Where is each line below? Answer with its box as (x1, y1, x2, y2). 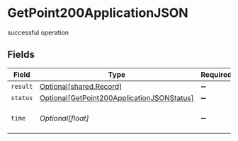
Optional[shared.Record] (40, 81, 123, 91)
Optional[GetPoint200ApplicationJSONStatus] (40, 93, 194, 103)
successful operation (7, 28, 69, 37)
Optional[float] (40, 113, 90, 123)
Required (200, 69, 232, 79)
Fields (7, 49, 35, 61)
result (11, 82, 33, 90)
